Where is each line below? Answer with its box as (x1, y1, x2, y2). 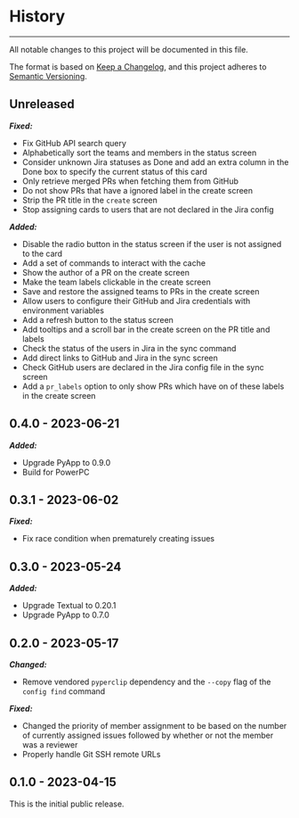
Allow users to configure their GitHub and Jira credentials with (21, 295, 251, 306)
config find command (21, 686, 106, 697)
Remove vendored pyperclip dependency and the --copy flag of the (21, 676, 271, 687)
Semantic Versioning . (9, 70, 87, 81)
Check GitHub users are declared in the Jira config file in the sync (21, 361, 264, 372)
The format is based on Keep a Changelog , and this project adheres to (9, 61, 267, 72)
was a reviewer (21, 740, 78, 750)
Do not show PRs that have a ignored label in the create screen (21, 185, 254, 195)
